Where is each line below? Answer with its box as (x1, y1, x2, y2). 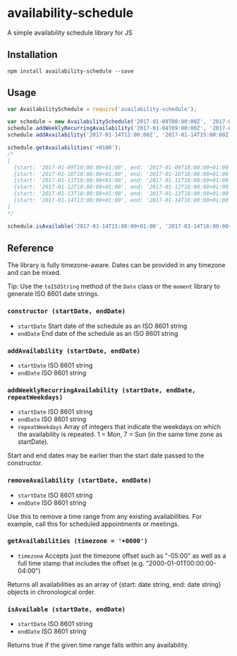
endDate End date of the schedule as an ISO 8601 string (17, 329, 178, 337)
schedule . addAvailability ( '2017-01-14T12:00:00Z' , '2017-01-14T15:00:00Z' (7, 131, 232, 139)
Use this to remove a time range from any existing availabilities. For (7, 512, 202, 520)
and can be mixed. (7, 269, 61, 277)
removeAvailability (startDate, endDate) (7, 476, 152, 485)
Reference (7, 242, 54, 254)
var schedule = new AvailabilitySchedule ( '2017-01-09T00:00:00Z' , (7, 118, 207, 125)
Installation (7, 49, 58, 61)
